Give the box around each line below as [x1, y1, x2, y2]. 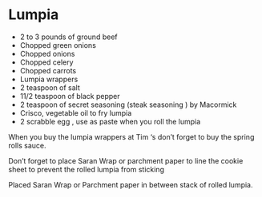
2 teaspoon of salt [19, 82, 80, 93]
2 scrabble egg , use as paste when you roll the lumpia [19, 116, 201, 126]
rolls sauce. [8, 140, 46, 150]
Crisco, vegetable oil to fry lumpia [19, 108, 132, 117]
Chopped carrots [19, 65, 77, 75]
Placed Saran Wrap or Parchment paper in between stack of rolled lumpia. [8, 179, 254, 189]
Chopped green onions [19, 40, 96, 49]
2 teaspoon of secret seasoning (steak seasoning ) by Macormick [19, 100, 237, 109]
